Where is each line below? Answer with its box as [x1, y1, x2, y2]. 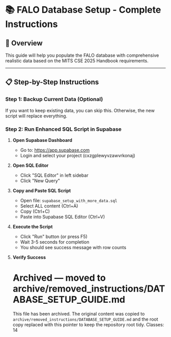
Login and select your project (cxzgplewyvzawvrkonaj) [20, 152, 136, 158]
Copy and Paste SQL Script [12, 187, 71, 194]
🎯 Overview [5, 39, 43, 47]
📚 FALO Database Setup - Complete [5, 4, 161, 16]
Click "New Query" [20, 177, 60, 184]
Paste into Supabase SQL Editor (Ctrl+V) [20, 213, 105, 220]
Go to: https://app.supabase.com [20, 147, 90, 153]
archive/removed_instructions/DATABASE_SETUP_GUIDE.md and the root [12, 316, 159, 322]
